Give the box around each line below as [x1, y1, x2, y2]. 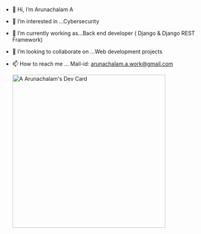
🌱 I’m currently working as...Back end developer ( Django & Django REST [12, 29, 196, 37]
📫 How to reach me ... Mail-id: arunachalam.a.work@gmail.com [12, 60, 174, 67]
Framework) [12, 36, 43, 43]
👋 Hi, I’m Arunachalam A [12, 6, 73, 13]
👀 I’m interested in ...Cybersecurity [12, 18, 100, 25]
